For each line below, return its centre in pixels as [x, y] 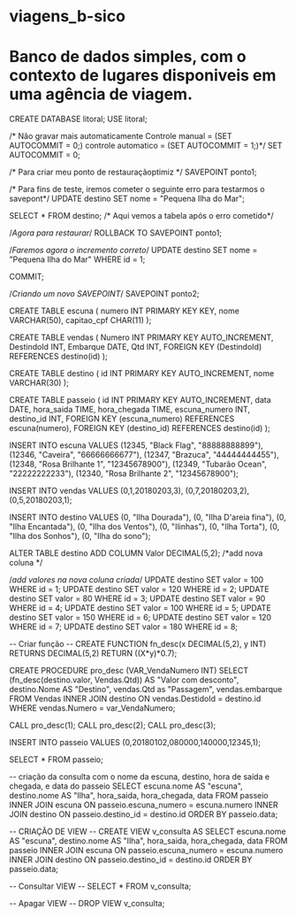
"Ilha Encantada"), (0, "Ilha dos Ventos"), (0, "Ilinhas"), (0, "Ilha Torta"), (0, [144, 527]
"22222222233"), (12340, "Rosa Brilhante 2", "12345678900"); [124, 474]
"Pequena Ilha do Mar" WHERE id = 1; [77, 259]
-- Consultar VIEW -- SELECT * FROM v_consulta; [100, 886]
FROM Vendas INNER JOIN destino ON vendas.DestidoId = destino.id [135, 699]
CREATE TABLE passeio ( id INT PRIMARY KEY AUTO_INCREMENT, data [140, 400]
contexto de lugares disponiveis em [143, 76]
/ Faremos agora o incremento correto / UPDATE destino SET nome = [133, 250]
